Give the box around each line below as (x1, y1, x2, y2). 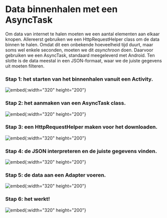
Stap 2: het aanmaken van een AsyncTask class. (5, 100, 126, 107)
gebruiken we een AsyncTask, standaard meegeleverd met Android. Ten (5, 52, 155, 58)
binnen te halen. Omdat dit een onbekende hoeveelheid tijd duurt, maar (5, 41, 153, 47)
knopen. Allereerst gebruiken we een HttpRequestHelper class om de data (5, 36, 160, 42)
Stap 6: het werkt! (5, 195, 50, 202)
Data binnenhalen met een (5, 4, 118, 15)
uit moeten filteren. (5, 63, 45, 69)
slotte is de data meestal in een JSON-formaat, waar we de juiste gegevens (5, 57, 162, 63)
